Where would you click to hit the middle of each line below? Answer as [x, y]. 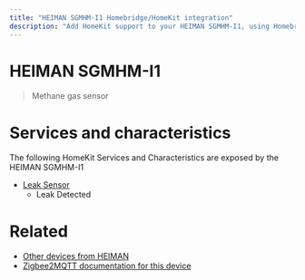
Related [39, 231]
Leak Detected [64, 195]
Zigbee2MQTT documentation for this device [107, 266]
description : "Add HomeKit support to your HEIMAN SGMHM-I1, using [140, 26]
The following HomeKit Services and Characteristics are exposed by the [144, 158]
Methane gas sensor [70, 96]
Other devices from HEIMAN [76, 256]
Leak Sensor [46, 185]
